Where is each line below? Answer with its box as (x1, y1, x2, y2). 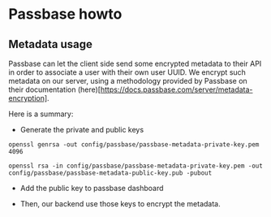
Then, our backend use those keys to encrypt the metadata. (19, 199, 221, 208)
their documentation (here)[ (8, 85, 101, 94)
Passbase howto (8, 5, 123, 24)
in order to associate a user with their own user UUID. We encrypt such (8, 67, 246, 77)
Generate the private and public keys (19, 125, 144, 134)
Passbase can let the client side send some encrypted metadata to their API (8, 59, 262, 68)
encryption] (8, 93, 48, 102)
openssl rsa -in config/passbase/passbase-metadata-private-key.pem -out (8, 162, 264, 170)
